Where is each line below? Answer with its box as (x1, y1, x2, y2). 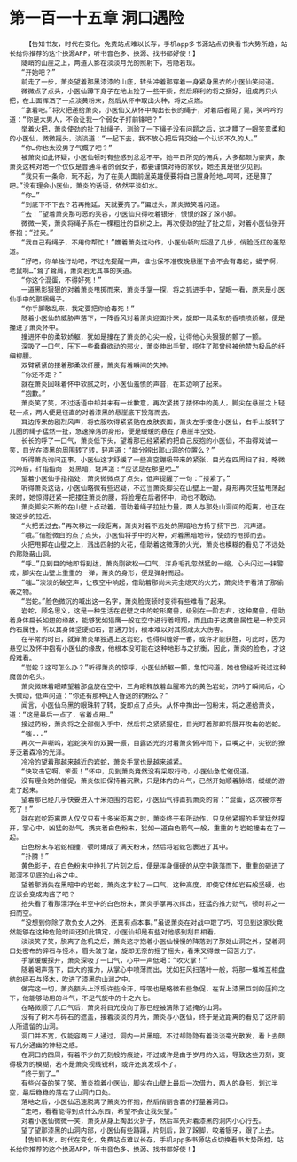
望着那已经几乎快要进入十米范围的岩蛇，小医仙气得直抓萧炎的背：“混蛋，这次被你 (20, 795, 277, 805)
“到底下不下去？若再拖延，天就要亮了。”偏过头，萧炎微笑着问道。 (20, 200, 224, 209)
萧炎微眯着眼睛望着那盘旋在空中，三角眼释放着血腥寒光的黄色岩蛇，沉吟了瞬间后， (20, 682, 279, 691)
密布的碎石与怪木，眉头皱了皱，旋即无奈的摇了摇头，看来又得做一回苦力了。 (21, 946, 260, 956)
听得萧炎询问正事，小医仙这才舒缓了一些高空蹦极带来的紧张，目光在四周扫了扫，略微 (20, 455, 285, 464)
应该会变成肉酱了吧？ (9, 890, 75, 899)
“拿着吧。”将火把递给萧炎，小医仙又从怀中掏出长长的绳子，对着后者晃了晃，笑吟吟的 (20, 106, 284, 115)
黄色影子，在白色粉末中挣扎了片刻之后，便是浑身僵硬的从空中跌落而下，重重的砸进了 (20, 861, 285, 870)
